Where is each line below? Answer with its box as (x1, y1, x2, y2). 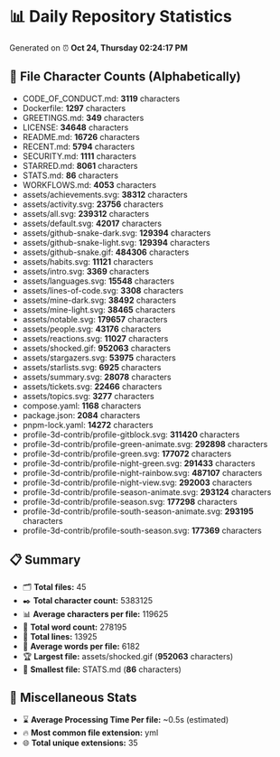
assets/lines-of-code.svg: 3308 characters (22, 285, 183, 295)
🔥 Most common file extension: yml (22, 727, 159, 738)
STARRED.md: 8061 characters (22, 160, 138, 171)
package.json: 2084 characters (22, 409, 141, 420)
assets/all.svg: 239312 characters (22, 208, 150, 219)
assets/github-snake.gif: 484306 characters (22, 247, 190, 257)
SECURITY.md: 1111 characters (22, 150, 137, 162)
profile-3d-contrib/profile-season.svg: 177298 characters (22, 496, 238, 507)
